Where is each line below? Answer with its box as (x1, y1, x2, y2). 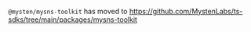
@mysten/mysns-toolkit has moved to (8, 7, 128, 16)
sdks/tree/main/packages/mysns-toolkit (8, 15, 137, 24)
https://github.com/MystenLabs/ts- (129, 7, 243, 16)
